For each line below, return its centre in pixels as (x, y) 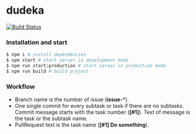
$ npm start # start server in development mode (67, 60)
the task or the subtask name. (51, 119)
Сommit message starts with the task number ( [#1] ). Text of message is (102, 112)
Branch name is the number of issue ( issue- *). (72, 99)
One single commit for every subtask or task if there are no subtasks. (99, 106)
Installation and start (37, 42)
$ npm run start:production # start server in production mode (86, 66)
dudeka (25, 10)
